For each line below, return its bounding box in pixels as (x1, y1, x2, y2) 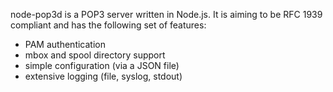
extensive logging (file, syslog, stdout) (24, 70, 183, 82)
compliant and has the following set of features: (10, 19, 207, 31)
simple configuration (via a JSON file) (24, 60, 180, 71)
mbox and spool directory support (24, 49, 166, 61)
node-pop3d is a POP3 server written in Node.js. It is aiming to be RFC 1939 (10, 9, 323, 20)
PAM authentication (24, 39, 106, 50)
